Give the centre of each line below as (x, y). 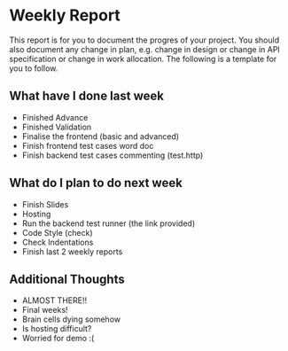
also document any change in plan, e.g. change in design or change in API (145, 49)
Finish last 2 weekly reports (72, 251)
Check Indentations (58, 242)
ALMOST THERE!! (54, 300)
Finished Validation (57, 127)
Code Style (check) (57, 232)
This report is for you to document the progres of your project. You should (144, 40)
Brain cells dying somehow (71, 319)
